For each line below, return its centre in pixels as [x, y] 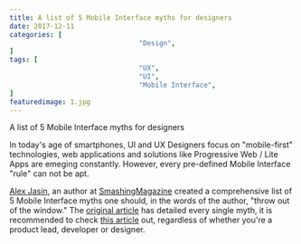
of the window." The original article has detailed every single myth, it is [141, 211]
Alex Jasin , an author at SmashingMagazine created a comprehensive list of [150, 192]
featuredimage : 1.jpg [50, 102]
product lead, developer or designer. [77, 230]
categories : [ [36, 34]
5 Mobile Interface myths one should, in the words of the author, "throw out [150, 201]
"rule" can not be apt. [49, 174]
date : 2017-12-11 [42, 26]
